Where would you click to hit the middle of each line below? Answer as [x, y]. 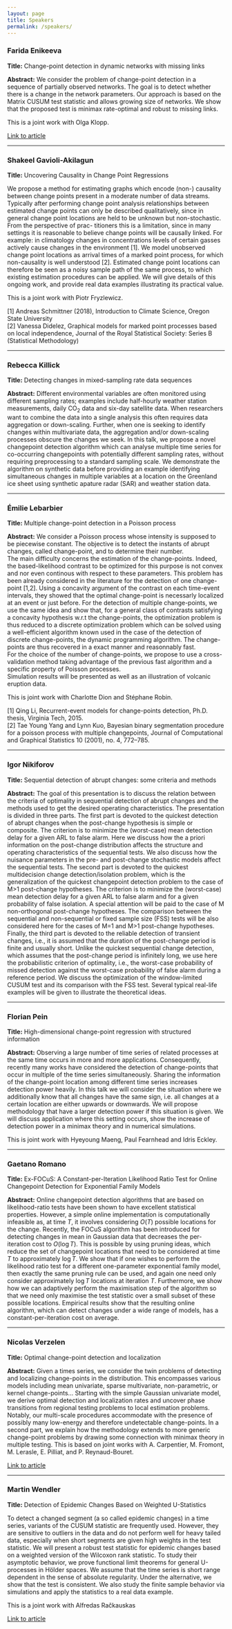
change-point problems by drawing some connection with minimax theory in [116, 1437]
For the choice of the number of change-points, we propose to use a [105, 654]
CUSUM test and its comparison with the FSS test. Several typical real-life [112, 984]
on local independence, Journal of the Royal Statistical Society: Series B [110, 333]
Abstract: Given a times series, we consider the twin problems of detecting [114, 1370]
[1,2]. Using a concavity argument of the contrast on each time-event [121, 588]
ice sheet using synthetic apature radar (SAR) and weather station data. [109, 484]
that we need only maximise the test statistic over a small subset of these [112, 1296]
